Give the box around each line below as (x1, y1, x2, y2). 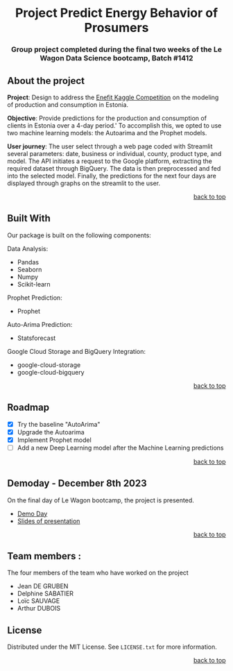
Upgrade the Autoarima (17, 427, 85, 436)
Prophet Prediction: (7, 294, 62, 302)
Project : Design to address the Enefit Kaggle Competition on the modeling (7, 93, 219, 101)
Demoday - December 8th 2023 (7, 477, 147, 489)
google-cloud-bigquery (17, 368, 85, 376)
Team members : (7, 550, 82, 562)
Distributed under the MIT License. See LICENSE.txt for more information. (7, 643, 217, 651)
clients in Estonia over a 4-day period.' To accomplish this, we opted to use (7, 121, 222, 130)
